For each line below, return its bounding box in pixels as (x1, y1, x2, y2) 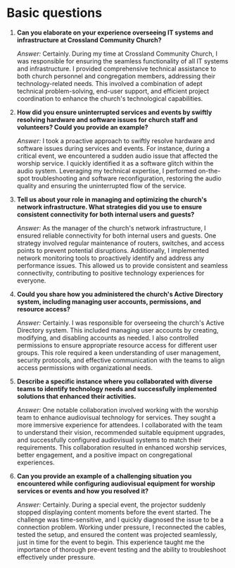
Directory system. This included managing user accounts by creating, (16, 326, 219, 334)
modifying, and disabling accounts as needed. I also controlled (16, 333, 199, 342)
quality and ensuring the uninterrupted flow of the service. (16, 181, 186, 190)
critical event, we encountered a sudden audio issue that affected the (16, 152, 219, 160)
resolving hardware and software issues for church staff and (16, 115, 198, 124)
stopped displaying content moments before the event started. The (16, 507, 212, 516)
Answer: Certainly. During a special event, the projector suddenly (16, 500, 206, 509)
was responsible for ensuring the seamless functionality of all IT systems (16, 56, 229, 65)
